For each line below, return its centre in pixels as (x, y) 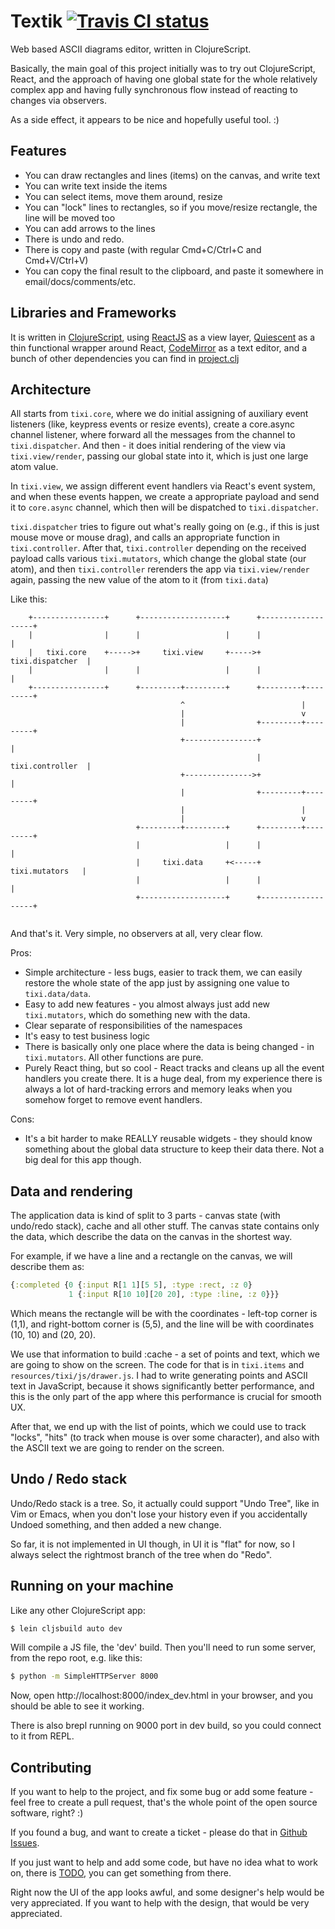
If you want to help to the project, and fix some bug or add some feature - (162, 1792)
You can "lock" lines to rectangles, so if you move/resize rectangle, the (171, 207)
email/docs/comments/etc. (80, 281)
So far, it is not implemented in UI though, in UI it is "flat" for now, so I (152, 1544)
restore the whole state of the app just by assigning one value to (157, 983)
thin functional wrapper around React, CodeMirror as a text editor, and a (159, 347)
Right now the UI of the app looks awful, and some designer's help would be (167, 1892)
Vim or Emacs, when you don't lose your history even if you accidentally (159, 1514)
